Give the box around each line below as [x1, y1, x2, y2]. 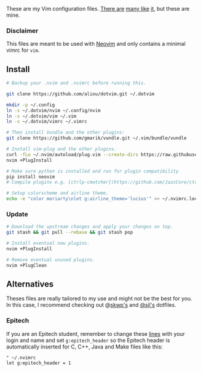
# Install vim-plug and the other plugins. [6, 146, 117, 153]
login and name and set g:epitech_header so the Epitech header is [6, 336, 170, 344]
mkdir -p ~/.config [6, 102, 55, 108]
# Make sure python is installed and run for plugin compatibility [6, 168, 179, 174]
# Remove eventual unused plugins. [6, 256, 96, 263]
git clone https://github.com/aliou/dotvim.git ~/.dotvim [6, 90, 155, 97]
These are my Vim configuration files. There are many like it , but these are [6, 5, 190, 12]
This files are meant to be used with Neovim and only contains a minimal [6, 40, 186, 48]
